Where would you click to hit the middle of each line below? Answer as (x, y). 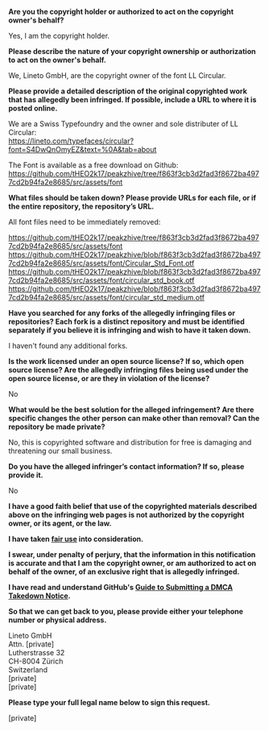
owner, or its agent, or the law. (60, 523)
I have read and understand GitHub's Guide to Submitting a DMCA (121, 587)
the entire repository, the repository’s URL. (81, 206)
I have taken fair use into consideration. (76, 539)
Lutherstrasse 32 (37, 653)
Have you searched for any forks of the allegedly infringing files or (122, 313)
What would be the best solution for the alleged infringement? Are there (131, 409)
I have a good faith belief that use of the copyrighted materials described (133, 506)
